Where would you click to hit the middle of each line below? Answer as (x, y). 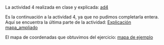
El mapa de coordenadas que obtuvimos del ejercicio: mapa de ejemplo (79, 37)
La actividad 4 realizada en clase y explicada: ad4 (57, 7)
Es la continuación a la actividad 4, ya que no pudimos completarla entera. (82, 17)
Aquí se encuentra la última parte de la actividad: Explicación (68, 22)
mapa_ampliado (22, 27)
